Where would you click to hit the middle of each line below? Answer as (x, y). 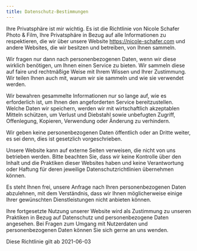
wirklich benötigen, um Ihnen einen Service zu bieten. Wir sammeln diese (96, 65)
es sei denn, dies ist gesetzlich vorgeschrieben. (64, 139)
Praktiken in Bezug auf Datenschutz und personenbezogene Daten (87, 217)
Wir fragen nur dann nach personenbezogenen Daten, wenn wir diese (91, 59)
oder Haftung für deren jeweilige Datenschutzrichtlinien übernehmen (90, 169)
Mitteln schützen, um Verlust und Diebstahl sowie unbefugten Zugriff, (91, 115)
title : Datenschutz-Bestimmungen (47, 12)
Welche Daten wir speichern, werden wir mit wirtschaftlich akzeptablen (93, 108)
